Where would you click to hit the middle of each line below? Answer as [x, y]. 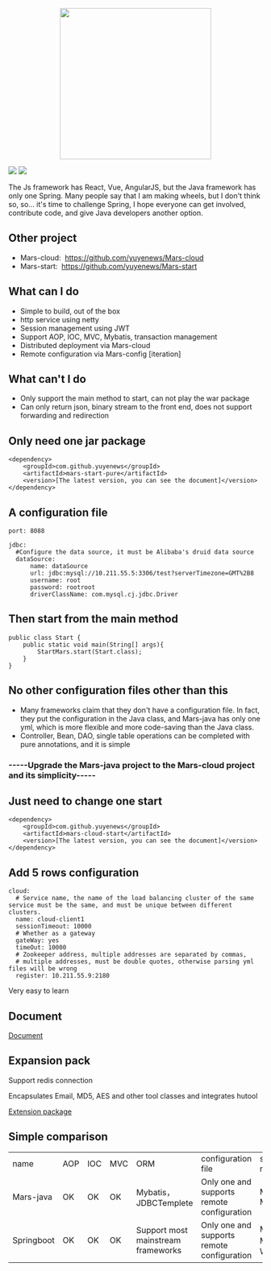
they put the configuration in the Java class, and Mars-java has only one [140, 718]
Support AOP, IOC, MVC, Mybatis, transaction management [119, 336]
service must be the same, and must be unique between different [120, 905]
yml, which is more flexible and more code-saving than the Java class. [137, 727]
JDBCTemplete [165, 1202]
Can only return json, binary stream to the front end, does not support [136, 407]
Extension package [40, 1111]
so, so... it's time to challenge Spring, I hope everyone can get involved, [127, 204]
